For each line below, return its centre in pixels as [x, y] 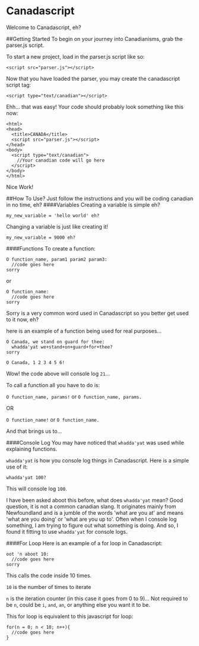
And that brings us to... [34, 431]
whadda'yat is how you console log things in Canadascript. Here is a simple [97, 460]
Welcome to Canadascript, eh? [44, 27]
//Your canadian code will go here [61, 160]
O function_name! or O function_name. [53, 419]
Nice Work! [20, 187]
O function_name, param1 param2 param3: [57, 259]
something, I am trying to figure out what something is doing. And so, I [92, 525]
